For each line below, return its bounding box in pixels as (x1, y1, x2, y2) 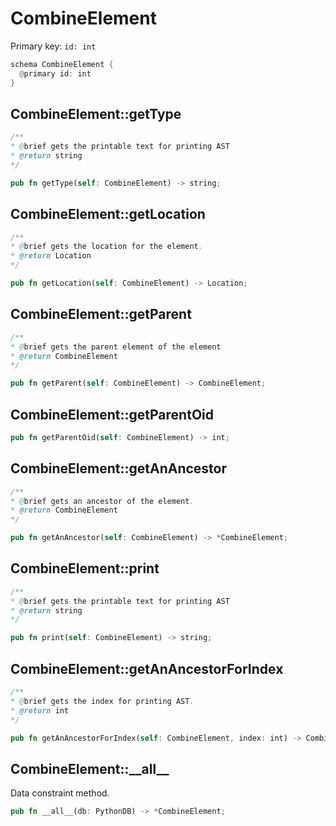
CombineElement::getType (10, 105, 182, 122)
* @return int (10, 705, 70, 716)
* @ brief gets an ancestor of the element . (10, 496, 195, 506)
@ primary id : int (19, 68, 92, 79)
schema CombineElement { (10, 59, 114, 69)
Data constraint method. (10, 787, 110, 799)
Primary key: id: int (10, 40, 97, 52)
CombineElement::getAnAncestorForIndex (10, 660, 284, 677)
